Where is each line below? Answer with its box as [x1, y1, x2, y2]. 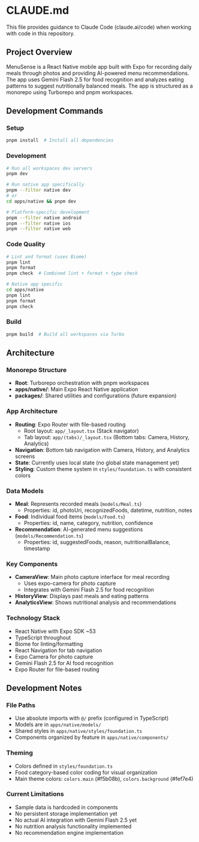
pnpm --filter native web [6, 226, 71, 232]
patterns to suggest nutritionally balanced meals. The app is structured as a [6, 82, 193, 89]
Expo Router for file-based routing [14, 666, 100, 673]
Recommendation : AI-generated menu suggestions [14, 526, 143, 533]
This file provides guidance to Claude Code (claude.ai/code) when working [6, 23, 192, 31]
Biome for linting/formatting [14, 640, 83, 647]
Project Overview [6, 47, 73, 58]
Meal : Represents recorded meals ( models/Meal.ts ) [14, 500, 142, 507]
